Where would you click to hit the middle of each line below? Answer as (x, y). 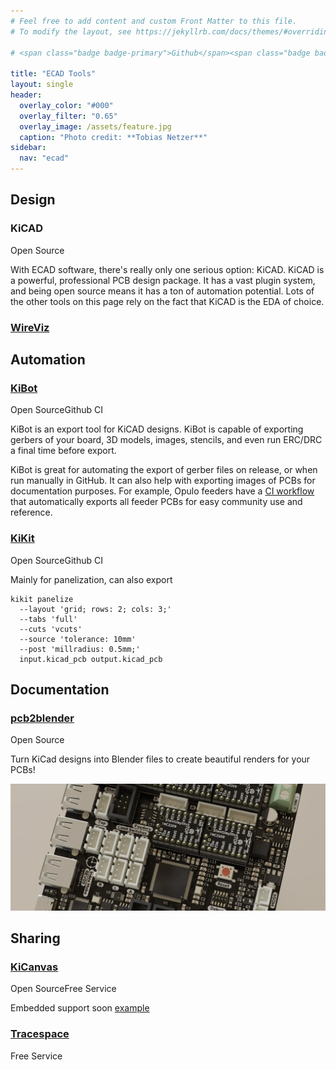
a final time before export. (63, 451)
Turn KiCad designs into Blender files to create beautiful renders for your (160, 759)
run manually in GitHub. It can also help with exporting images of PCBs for (163, 481)
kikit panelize (42, 599)
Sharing (35, 938)
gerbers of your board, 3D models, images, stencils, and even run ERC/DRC (166, 440)
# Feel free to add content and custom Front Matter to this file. (154, 21)
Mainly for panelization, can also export (91, 579)
